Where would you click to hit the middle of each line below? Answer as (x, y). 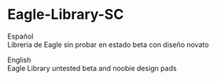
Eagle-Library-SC (66, 15)
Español (20, 36)
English (19, 60)
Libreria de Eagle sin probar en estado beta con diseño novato (108, 44)
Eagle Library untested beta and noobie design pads (92, 68)
